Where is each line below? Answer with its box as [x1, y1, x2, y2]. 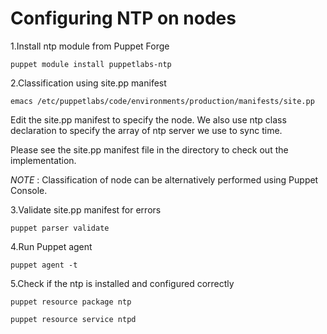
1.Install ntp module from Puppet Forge [10, 40, 170, 52]
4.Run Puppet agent [10, 240, 93, 252]
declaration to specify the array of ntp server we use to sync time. [10, 124, 283, 136]
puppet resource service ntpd [10, 314, 137, 324]
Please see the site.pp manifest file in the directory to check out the [10, 143, 289, 156]
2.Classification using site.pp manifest [10, 77, 167, 89]
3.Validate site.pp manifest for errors [10, 203, 162, 216]
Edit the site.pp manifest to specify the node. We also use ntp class [10, 113, 287, 126]
